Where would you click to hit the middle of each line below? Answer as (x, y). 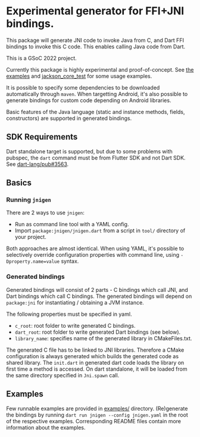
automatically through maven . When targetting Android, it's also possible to (97, 94)
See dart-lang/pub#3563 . (37, 164)
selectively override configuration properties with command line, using (93, 255)
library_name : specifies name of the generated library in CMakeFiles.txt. (103, 338)
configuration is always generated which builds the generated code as (93, 356)
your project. (30, 237)
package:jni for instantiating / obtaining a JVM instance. (75, 302)
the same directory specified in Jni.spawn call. (63, 375)
